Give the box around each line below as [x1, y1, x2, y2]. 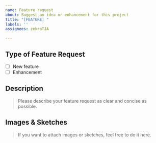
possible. [17, 103, 37, 109]
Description [5, 84, 43, 93]
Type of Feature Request [5, 50, 85, 59]
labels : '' [5, 21, 29, 27]
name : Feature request [5, 7, 54, 13]
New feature [12, 63, 39, 69]
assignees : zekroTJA [5, 27, 49, 32]
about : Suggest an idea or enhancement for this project [5, 12, 129, 17]
